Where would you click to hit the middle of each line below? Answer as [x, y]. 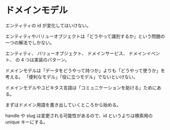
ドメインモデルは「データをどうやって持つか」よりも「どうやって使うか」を [85, 70]
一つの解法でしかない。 [30, 42]
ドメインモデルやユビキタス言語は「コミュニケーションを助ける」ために [81, 87]
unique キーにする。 [27, 122]
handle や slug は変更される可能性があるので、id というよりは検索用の [79, 115]
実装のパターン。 [52, 59]
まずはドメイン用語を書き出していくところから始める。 [63, 105]
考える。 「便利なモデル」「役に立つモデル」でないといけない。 [72, 77]
